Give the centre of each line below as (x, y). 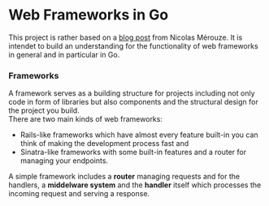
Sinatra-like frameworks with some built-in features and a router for (133, 152)
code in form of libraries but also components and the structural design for (133, 102)
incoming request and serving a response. (79, 194)
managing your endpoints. (64, 161)
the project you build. (44, 110)
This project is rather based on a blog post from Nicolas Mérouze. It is (126, 37)
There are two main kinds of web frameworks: (85, 119)
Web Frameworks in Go (89, 15)
